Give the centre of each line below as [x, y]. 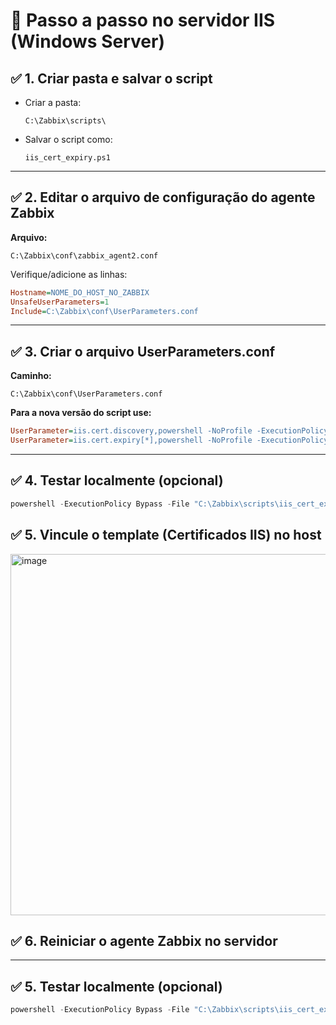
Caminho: [31, 376]
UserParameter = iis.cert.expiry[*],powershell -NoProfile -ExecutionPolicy [169, 440]
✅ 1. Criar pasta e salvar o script [111, 78]
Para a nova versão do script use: [81, 413]
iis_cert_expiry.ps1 [67, 158]
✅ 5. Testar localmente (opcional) [116, 986]
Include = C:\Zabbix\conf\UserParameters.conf [104, 311]
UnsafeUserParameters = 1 [60, 302]
